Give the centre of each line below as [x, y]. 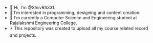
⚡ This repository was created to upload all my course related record [79, 28]
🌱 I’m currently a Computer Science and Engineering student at [73, 18]
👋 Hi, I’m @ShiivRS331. [33, 7]
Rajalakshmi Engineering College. [43, 23]
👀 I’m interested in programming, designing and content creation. [75, 13]
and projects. [23, 35]
